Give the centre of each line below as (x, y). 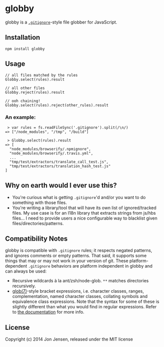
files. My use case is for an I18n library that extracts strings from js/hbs (84, 213)
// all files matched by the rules (41, 75)
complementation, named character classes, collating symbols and (80, 297)
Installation (23, 37)
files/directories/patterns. (38, 223)
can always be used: (26, 271)
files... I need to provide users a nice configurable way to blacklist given (85, 218)
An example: (20, 117)
